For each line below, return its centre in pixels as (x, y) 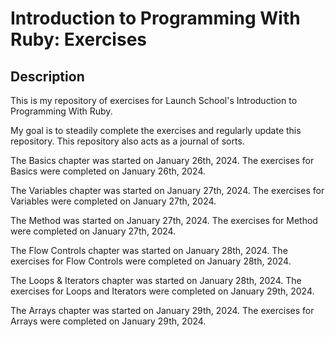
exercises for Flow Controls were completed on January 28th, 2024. (151, 261)
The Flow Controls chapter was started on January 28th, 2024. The (149, 250)
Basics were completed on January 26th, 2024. (108, 171)
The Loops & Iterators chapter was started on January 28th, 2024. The (156, 280)
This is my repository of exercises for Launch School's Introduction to (154, 100)
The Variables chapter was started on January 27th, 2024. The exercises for (167, 190)
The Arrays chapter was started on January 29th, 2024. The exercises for (162, 310)
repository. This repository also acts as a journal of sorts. (127, 141)
